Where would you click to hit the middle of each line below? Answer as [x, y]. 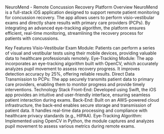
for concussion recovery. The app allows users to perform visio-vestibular [80, 17]
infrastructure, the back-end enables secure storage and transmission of [78, 105]
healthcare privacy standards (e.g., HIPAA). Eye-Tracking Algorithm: [74, 116]
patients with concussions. [32, 38]
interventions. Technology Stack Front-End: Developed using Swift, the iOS [81, 90]
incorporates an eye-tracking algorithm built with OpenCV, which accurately [82, 64]
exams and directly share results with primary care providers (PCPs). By [78, 23]
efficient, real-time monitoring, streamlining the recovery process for [74, 33]
